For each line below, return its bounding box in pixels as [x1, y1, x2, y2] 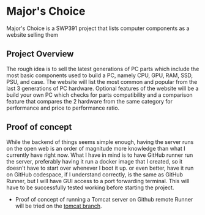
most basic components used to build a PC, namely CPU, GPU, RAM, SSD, [6, 72, 193, 79]
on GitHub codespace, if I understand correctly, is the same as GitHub [6, 170, 184, 178]
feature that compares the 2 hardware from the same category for [6, 97, 173, 105]
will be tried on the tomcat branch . [15, 202, 102, 209]
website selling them [6, 31, 59, 38]
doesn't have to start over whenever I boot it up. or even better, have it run [6, 164, 194, 172]
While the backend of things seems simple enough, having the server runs [6, 138, 194, 145]
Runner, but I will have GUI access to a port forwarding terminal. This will [6, 177, 190, 184]
